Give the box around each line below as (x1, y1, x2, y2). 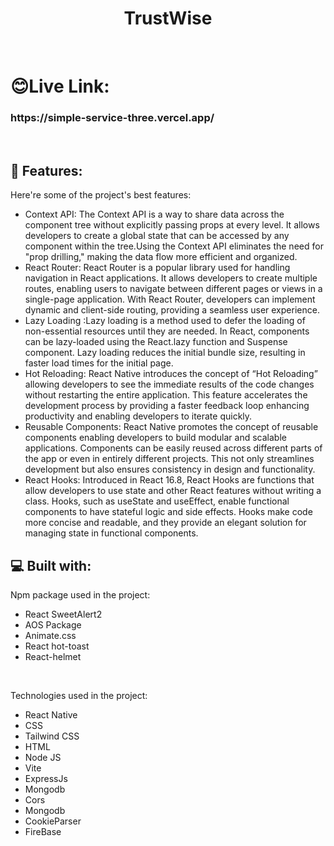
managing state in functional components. (24, 527, 199, 539)
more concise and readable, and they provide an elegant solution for (24, 517, 307, 529)
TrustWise (123, 7, 213, 30)
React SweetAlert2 (24, 608, 103, 621)
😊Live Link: (10, 75, 110, 98)
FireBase (24, 826, 62, 838)
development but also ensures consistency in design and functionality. (24, 463, 316, 476)
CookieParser (24, 815, 82, 827)
